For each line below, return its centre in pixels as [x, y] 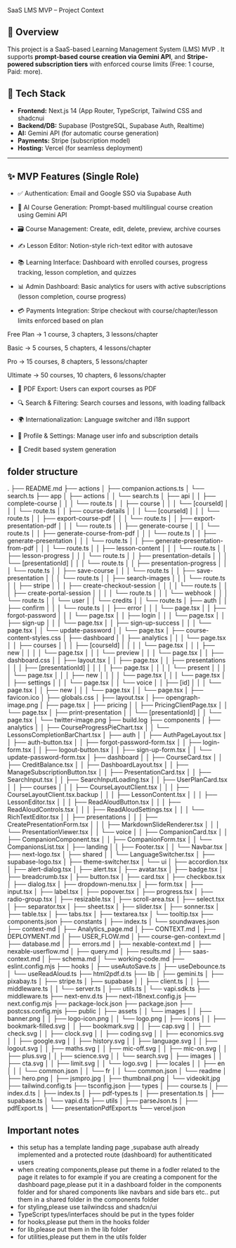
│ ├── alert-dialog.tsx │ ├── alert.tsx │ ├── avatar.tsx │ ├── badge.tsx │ [115, 869]
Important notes [43, 1130]
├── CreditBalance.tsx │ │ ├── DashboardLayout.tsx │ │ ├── [98, 765]
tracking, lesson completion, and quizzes [77, 273]
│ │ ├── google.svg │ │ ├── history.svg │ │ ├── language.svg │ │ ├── [112, 1041]
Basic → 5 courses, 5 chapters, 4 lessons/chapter [79, 348]
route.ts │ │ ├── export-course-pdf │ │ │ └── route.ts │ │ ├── [100, 519]
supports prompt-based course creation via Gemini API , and [97, 56]
